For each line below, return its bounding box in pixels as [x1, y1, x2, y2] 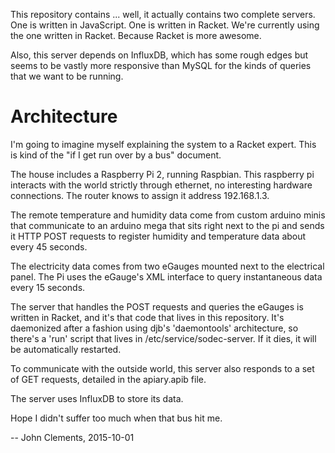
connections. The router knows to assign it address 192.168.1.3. [10, 189, 270, 201]
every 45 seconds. [10, 240, 88, 253]
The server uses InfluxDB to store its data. [10, 392, 184, 404]
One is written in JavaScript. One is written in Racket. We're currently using [10, 19, 320, 31]
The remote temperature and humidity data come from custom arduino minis [10, 209, 326, 221]
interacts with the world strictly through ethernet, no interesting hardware [10, 179, 313, 191]
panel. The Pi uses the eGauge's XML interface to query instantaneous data [10, 270, 323, 283]
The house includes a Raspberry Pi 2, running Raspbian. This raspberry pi [10, 168, 315, 180]
